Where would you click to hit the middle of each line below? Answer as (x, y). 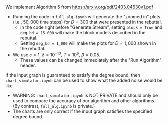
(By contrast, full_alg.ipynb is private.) (54, 106)
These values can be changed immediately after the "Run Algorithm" (91, 60)
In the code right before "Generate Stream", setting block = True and (91, 27)
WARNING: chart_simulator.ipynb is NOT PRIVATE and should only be (85, 95)
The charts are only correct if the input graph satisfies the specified (82, 111)
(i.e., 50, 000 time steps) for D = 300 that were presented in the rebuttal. (87, 22)
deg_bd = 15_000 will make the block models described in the (83, 33)
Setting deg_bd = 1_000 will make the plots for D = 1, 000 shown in (88, 43)
